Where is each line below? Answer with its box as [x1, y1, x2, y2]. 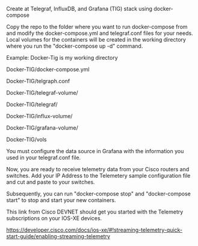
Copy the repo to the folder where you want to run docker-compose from [6, 24, 188, 30]
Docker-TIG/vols [6, 136, 47, 143]
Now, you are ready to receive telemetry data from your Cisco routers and [6, 166, 190, 172]
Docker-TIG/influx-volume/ [6, 113, 73, 119]
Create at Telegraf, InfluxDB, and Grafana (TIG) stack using [6, 5, 152, 12]
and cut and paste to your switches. [6, 178, 95, 186]
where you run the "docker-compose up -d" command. [6, 42, 143, 49]
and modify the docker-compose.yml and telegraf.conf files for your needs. [6, 30, 194, 37]
